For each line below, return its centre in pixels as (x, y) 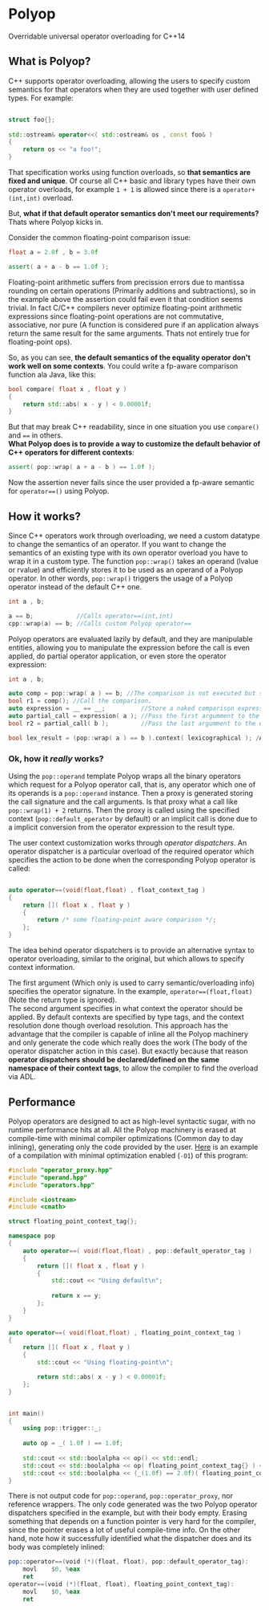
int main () (26, 1413)
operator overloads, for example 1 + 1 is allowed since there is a (115, 189)
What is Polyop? (50, 61)
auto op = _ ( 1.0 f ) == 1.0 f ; (73, 1443)
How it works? (45, 516)
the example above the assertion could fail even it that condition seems (126, 299)
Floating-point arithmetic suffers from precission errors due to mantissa (126, 282)
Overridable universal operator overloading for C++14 (97, 36)
